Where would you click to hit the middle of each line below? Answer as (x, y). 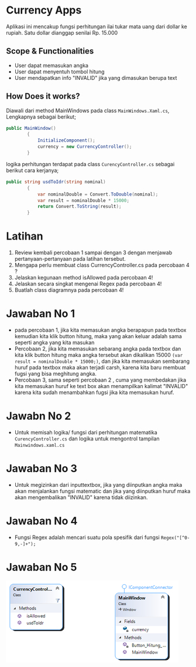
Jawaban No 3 (42, 469)
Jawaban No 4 (42, 521)
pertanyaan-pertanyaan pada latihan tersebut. (70, 259)
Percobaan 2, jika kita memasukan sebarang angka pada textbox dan (98, 349)
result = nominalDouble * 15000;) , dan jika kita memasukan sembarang (102, 361)
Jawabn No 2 (39, 416)
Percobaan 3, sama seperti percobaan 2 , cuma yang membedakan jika (100, 380)
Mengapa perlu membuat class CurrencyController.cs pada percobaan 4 (102, 265)
